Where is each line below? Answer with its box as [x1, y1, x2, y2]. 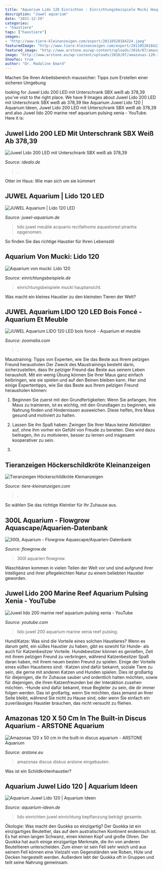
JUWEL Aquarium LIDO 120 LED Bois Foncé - [5, 307, 142, 316]
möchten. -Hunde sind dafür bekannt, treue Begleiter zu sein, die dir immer [5, 684, 155, 691]
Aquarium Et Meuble [5, 315, 68, 323]
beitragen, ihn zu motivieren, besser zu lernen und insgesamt [12, 432, 135, 438]
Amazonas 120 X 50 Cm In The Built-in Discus [5, 714, 147, 723]
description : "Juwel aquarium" [5, 12, 68, 17]
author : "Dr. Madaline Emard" [5, 61, 66, 66]
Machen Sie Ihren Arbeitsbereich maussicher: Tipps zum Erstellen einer [5, 75, 148, 81]
